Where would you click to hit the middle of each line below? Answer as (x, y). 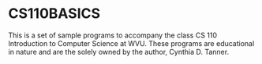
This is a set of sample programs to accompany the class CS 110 (113, 35)
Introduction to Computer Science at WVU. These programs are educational (131, 43)
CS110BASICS (54, 14)
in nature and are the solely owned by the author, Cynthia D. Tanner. (119, 52)
